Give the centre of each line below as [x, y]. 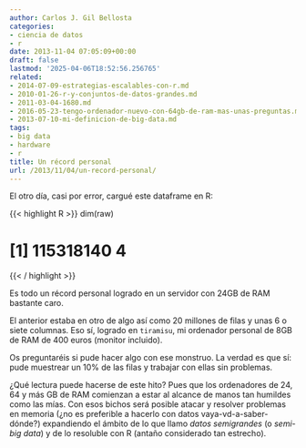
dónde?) [25, 423]
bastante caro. [36, 303]
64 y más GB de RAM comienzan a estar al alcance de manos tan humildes [150, 395]
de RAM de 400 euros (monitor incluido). [86, 340]
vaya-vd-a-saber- [235, 414]
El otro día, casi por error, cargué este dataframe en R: [112, 196]
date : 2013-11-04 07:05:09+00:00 [73, 52]
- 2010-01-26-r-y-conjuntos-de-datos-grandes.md [103, 94]
